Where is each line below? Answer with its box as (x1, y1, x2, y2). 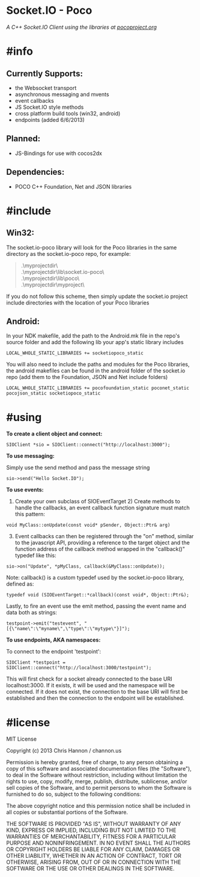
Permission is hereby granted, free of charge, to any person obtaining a (6, 759, 183, 766)
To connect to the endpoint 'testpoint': (6, 648, 101, 655)
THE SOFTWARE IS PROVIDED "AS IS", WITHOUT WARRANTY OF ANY (6, 821, 181, 828)
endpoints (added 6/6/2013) (14, 116, 85, 123)
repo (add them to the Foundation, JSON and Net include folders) (6, 374, 168, 381)
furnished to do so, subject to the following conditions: (6, 791, 141, 798)
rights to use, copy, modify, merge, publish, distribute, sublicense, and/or (6, 778, 187, 785)
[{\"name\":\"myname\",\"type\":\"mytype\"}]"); (6, 626, 130, 632)
